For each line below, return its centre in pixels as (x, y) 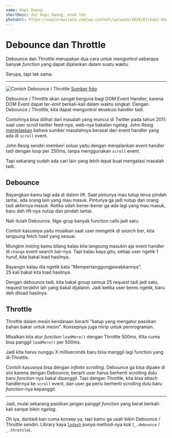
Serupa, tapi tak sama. (29, 74)
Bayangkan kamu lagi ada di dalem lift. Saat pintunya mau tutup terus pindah (86, 195)
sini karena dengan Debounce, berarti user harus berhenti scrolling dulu (81, 373)
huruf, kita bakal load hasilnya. (38, 257)
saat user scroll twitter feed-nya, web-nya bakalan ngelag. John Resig (80, 125)
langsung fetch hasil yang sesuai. (41, 236)
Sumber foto (84, 89)
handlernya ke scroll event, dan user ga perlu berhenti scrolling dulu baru (84, 383)
